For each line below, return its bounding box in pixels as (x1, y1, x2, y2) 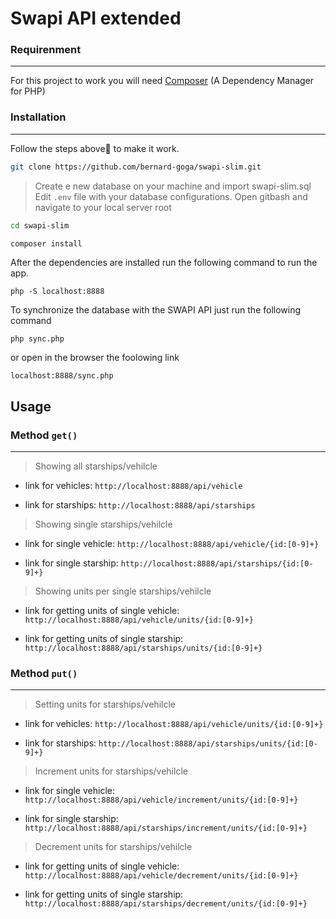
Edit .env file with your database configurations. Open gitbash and (34, 190, 308, 202)
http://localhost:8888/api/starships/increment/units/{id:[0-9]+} (24, 823, 308, 834)
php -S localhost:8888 (10, 287, 105, 297)
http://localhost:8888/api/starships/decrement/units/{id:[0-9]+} (24, 899, 308, 909)
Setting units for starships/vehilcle (34, 698, 176, 711)
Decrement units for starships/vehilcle (34, 841, 193, 853)
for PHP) (10, 85, 46, 97)
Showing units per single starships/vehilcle (34, 585, 212, 597)
